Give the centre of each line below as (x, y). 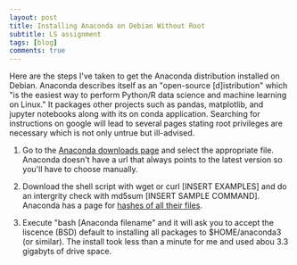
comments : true (37, 51)
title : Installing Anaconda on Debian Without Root (107, 26)
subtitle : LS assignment (55, 34)
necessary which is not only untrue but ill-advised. (102, 133)
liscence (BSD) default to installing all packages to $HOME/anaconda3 (152, 232)
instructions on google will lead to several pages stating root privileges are (146, 124)
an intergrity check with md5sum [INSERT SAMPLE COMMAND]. (141, 196)
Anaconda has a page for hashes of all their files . (112, 205)
